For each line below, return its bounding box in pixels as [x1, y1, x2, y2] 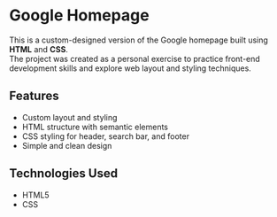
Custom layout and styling [21, 112, 118, 122]
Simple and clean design [21, 140, 112, 151]
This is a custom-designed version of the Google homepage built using [9, 35, 268, 45]
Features [9, 89, 59, 104]
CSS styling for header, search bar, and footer [21, 130, 190, 142]
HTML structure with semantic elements [21, 121, 168, 132]
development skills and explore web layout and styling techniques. [9, 63, 252, 74]
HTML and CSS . [9, 43, 69, 54]
